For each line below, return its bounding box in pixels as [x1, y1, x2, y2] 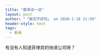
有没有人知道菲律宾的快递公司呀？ [5, 45, 75, 50]
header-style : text [5, 21, 46, 26]
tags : [5, 26, 16, 31]
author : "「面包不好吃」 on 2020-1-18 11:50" [5, 16, 96, 21]
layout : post [5, 12, 32, 17]
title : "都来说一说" [5, 7, 44, 12]
